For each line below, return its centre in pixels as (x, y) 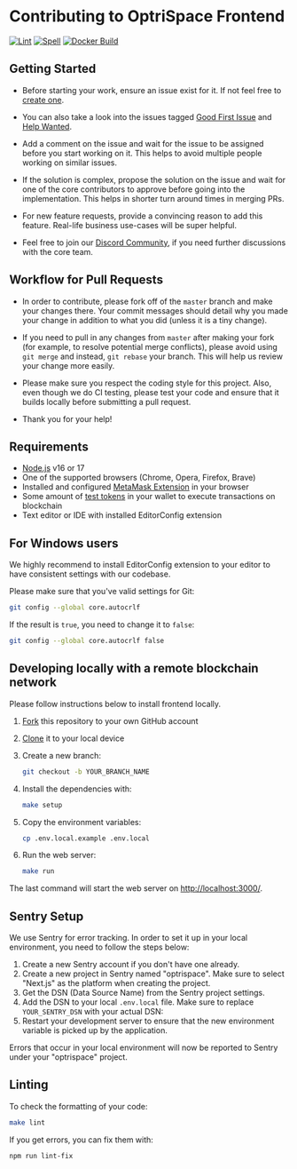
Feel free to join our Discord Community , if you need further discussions (154, 243)
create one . (43, 99)
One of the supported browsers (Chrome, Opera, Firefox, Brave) (139, 478)
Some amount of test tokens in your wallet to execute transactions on (148, 497)
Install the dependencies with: (77, 789)
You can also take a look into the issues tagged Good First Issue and (147, 116)
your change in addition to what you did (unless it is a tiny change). (145, 320)
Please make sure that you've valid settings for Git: (102, 592)
